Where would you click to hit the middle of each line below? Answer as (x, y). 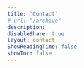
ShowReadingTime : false (42, 47)
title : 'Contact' (33, 14)
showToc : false (30, 54)
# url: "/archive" (34, 21)
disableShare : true (36, 34)
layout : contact (31, 40)
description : (26, 27)
